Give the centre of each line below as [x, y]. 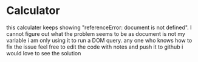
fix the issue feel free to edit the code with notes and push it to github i [95, 47]
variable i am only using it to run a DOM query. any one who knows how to [99, 40]
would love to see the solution [44, 53]
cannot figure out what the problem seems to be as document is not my [96, 33]
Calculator [33, 11]
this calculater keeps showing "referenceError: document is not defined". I [99, 27]
